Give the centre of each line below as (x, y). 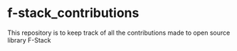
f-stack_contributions (73, 13)
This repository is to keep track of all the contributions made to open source (119, 33)
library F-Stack (29, 40)
